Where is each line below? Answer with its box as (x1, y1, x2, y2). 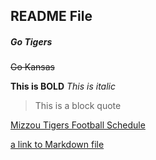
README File (10, 8, 93, 25)
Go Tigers (10, 35, 53, 48)
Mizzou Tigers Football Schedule (10, 119, 146, 131)
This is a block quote (34, 100, 122, 112)
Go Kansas (10, 61, 55, 73)
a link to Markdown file (10, 139, 105, 151)
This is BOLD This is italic (10, 80, 116, 93)
